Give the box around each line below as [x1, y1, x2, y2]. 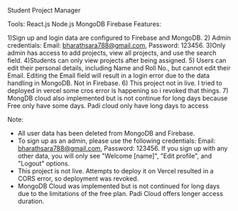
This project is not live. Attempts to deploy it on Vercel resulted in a [17, 167, 215, 175]
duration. [17, 197, 45, 205]
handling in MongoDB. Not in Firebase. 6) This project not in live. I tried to [7, 79, 222, 87]
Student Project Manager [7, 6, 81, 14]
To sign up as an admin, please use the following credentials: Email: [17, 136, 216, 145]
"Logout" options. [17, 159, 70, 168]
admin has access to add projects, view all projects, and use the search [7, 49, 217, 57]
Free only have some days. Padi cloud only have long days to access [7, 102, 209, 109]
